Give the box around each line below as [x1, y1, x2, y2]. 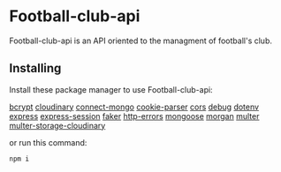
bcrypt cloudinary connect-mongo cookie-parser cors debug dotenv [9, 101, 259, 112]
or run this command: [9, 137, 87, 147]
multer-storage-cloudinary [9, 120, 106, 131]
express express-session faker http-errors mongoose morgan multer [9, 110, 260, 121]
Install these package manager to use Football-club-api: [9, 84, 214, 94]
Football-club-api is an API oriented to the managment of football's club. [9, 35, 272, 46]
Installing [9, 61, 62, 76]
